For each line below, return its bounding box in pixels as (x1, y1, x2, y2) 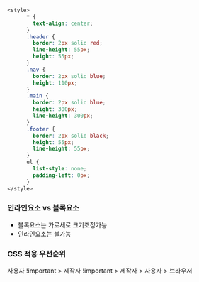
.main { (25, 92, 50, 99)
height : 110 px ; (33, 79, 78, 87)
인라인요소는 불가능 (17, 229, 72, 238)
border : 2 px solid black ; (33, 132, 110, 139)
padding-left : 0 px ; (33, 171, 91, 179)
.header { (25, 33, 55, 40)
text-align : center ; (33, 20, 93, 27)
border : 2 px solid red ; (33, 40, 103, 47)
